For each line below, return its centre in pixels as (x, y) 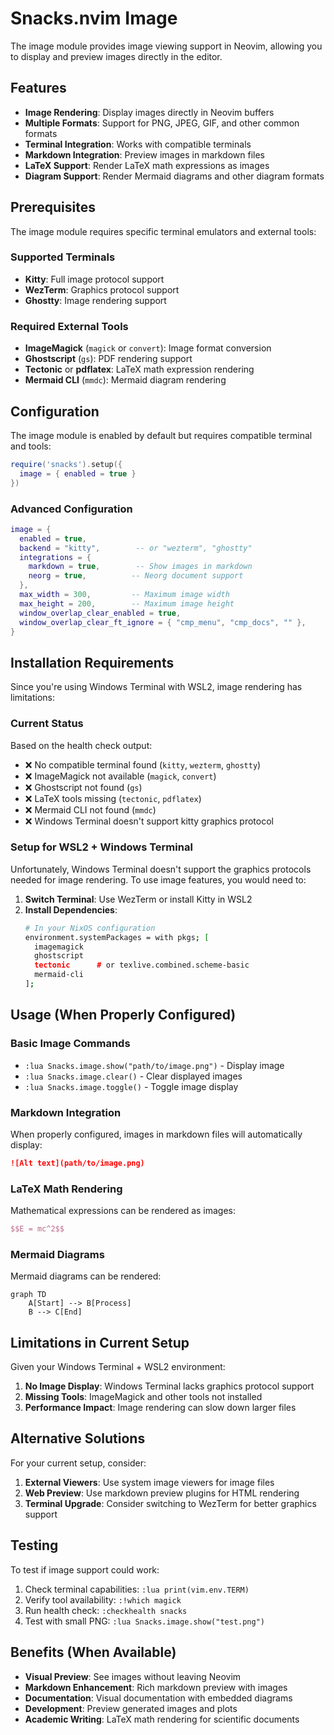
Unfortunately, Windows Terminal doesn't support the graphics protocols (161, 869)
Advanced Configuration (71, 509)
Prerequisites (53, 207)
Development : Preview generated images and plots (131, 1708)
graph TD (28, 1295)
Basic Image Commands (70, 1044)
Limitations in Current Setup (100, 1342)
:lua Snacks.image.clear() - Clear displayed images (133, 1076)
